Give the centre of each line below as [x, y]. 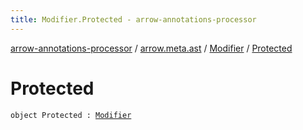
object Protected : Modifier [71, 115]
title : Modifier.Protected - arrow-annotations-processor [133, 19]
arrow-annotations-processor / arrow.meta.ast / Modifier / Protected [151, 48]
